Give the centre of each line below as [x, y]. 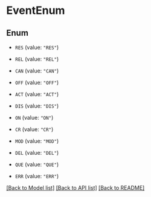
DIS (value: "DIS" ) [37, 106]
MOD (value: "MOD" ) [37, 141]
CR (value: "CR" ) [34, 129]
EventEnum [36, 11]
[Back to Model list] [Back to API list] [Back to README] [75, 188]
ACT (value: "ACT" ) [37, 94]
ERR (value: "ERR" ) [37, 176]
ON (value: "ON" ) [34, 118]
